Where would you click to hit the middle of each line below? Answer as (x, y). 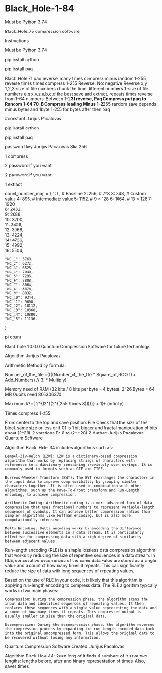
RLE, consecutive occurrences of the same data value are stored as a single (81, 560)
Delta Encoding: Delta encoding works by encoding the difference (73, 528)
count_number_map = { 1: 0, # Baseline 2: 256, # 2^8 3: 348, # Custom (75, 193)
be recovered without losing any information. (53, 637)
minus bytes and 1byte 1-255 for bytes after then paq (58, 109)
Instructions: (17, 40)
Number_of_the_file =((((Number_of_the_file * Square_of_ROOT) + (71, 374)
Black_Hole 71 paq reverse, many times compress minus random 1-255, (76, 78)
